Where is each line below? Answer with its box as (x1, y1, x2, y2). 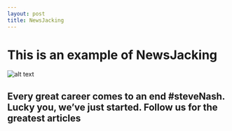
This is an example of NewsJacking (7, 47, 218, 63)
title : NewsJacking (7, 17, 64, 24)
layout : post (7, 10, 46, 18)
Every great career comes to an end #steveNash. (7, 90, 226, 102)
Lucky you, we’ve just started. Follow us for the (7, 101, 219, 113)
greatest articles (7, 112, 81, 124)
